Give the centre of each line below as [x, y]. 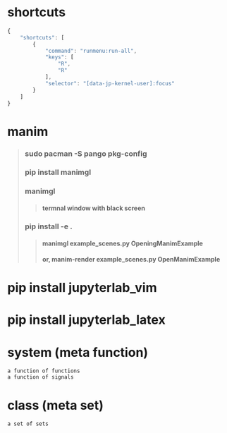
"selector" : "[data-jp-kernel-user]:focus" [110, 83]
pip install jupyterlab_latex [86, 320]
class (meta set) [56, 405]
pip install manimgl [58, 172]
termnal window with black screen [94, 208]
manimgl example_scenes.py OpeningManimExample [122, 243]
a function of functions [44, 371]
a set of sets [28, 424]
